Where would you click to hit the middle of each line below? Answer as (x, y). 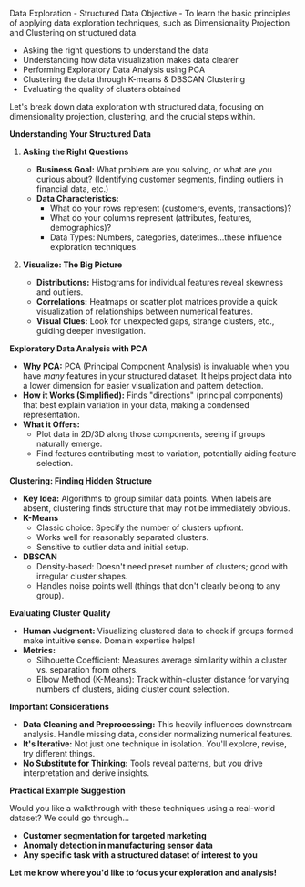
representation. (51, 415)
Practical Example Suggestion (67, 790)
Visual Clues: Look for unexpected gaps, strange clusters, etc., (155, 321)
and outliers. (60, 292)
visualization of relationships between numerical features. (144, 311)
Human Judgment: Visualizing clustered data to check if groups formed (158, 631)
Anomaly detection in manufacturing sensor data (118, 845)
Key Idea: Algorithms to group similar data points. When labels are (147, 498)
